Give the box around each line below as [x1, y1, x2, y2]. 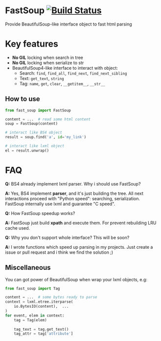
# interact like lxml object [5, 144, 65, 149]
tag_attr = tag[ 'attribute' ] [14, 331, 73, 336]
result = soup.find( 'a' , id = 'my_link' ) [5, 135, 87, 140]
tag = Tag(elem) [14, 317, 47, 322]
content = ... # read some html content [5, 117, 91, 122]
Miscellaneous [5, 263, 51, 272]
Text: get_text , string [19, 75, 65, 81]
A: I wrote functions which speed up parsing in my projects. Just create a [5, 244, 153, 250]
